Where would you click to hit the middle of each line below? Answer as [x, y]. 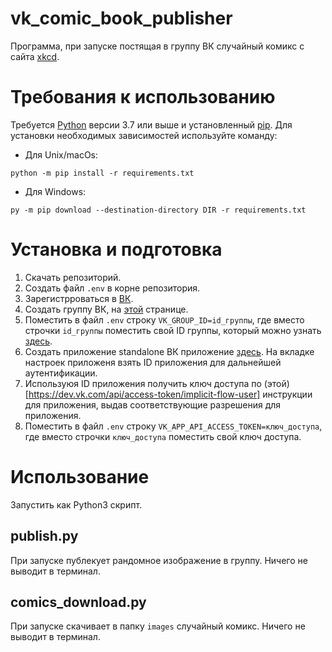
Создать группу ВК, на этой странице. [106, 309]
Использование [80, 477]
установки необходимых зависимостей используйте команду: [144, 135]
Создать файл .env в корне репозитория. [112, 288]
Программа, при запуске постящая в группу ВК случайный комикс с [157, 46]
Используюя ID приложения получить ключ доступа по [143, 383]
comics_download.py [78, 602]
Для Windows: [55, 191]
